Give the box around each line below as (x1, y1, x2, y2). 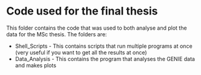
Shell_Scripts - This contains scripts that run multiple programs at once (15, 42, 193, 50)
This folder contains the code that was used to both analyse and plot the (6, 24, 187, 31)
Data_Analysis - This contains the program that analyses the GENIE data (15, 55, 196, 62)
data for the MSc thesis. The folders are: (6, 30, 107, 37)
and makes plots (15, 62, 56, 69)
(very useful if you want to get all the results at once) (15, 48, 147, 56)
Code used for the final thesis (6, 4, 158, 18)
